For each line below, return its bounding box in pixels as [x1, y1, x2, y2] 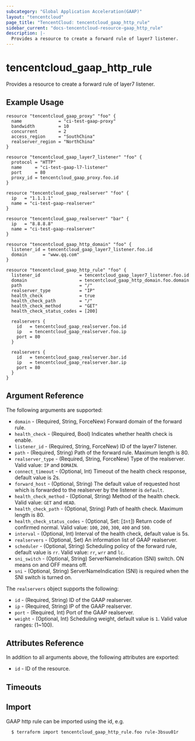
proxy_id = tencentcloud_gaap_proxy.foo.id [11, 174, 119, 181]
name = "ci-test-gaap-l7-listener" [11, 164, 109, 170]
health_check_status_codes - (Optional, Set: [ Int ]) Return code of [14, 517, 172, 525]
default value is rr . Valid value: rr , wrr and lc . [14, 549, 125, 556]
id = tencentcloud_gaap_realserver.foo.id [16, 323, 127, 329]
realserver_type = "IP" [11, 287, 95, 293]
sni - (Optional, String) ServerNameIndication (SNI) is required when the [14, 567, 189, 574]
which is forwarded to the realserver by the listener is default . [14, 486, 165, 493]
